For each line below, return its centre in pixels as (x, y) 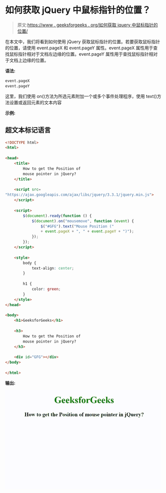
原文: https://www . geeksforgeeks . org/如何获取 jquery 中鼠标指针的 (87, 25)
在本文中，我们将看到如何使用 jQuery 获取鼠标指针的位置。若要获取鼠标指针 (83, 41)
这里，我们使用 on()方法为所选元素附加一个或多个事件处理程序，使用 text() (81, 96)
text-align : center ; (53, 268)
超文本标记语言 (28, 130)
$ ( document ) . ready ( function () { (57, 216)
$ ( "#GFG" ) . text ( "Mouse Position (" (77, 226)
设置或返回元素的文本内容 (35, 102)
